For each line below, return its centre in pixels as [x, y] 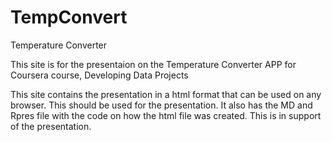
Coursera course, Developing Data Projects [99, 75]
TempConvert [69, 17]
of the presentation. [51, 126]
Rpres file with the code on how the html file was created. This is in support [166, 115]
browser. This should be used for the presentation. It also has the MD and [161, 105]
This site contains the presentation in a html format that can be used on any [166, 94]
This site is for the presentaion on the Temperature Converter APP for [153, 64]
